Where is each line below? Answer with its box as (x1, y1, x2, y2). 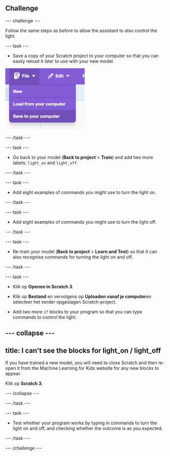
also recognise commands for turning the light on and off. (12, 254, 133, 260)
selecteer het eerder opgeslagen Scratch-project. (12, 299, 117, 305)
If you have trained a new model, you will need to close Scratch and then (5, 360, 157, 366)
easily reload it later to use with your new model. (12, 58, 114, 64)
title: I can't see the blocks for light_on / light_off (5, 346, 161, 355)
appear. (5, 370, 21, 377)
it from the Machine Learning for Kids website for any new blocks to (17, 365, 159, 371)
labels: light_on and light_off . (12, 159, 78, 166)
